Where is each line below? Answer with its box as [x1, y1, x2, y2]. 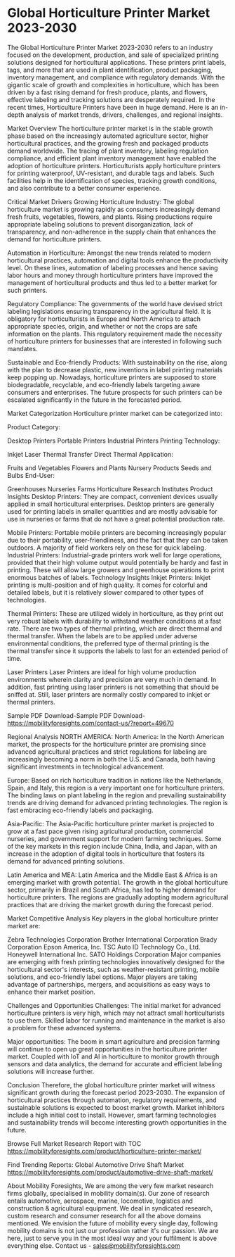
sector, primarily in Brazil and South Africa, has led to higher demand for [7, 885, 216, 894]
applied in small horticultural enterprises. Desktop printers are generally [7, 500, 215, 508]
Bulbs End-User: [7, 471, 55, 479]
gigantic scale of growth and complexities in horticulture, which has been [7, 80, 220, 89]
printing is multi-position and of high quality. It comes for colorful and [7, 581, 208, 589]
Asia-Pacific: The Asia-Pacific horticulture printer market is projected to [7, 819, 215, 828]
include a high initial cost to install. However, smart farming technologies [7, 1111, 217, 1119]
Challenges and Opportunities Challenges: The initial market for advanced [7, 1001, 221, 1009]
